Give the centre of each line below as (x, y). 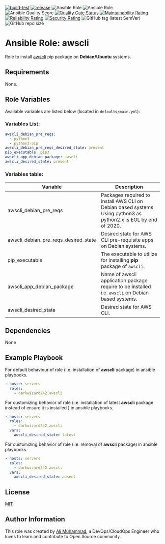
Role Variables (27, 100)
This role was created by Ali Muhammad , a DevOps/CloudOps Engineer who (82, 531)
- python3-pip (24, 143)
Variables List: (23, 124)
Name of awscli (118, 274)
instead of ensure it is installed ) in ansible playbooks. (59, 407)
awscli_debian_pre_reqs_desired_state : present (55, 148)
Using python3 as (121, 214)
